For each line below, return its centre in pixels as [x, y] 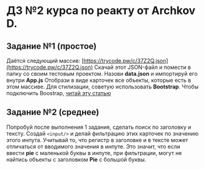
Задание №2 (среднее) [53, 113]
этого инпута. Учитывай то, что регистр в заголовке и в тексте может [97, 140]
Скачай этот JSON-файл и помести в [143, 67]
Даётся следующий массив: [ [45, 61]
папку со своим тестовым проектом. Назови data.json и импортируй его [102, 74]
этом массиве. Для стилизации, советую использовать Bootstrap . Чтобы [102, 87]
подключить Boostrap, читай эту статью [59, 93]
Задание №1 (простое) [51, 46]
